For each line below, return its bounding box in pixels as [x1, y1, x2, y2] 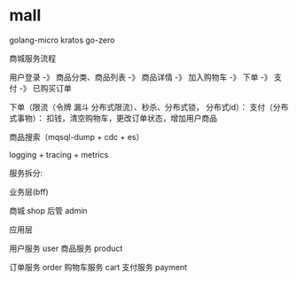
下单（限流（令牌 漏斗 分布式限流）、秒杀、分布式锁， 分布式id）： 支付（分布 [9, 101, 289, 112]
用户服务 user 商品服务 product [9, 243, 123, 254]
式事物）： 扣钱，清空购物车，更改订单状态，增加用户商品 [9, 113, 217, 123]
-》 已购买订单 [19, 82, 73, 93]
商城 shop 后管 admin [9, 205, 88, 215]
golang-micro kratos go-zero [9, 35, 115, 45]
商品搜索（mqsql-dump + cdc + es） [9, 131, 145, 142]
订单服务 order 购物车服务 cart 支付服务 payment [9, 261, 188, 272]
